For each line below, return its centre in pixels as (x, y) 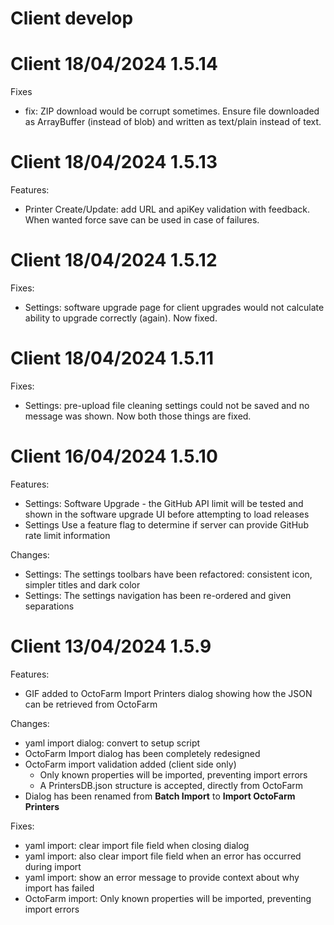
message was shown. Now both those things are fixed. (138, 416)
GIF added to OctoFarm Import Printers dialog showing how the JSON (168, 693)
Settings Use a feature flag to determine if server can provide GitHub (166, 524)
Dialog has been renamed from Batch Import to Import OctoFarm (160, 796)
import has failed (59, 888)
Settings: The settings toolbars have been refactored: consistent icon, (168, 574)
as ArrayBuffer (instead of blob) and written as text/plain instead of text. (173, 122)
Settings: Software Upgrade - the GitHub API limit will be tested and (164, 503)
